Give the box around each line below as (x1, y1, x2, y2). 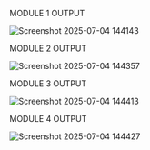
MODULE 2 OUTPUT (9, 43, 87, 54)
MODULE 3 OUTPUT (9, 78, 87, 89)
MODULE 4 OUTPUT (9, 114, 87, 124)
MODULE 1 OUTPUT (9, 8, 85, 18)
